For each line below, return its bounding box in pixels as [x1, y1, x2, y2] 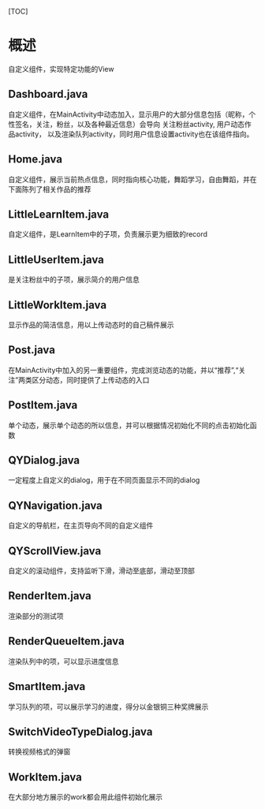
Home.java [8, 153, 63, 166]
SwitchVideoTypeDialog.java [8, 725, 153, 738]
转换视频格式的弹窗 [8, 747, 71, 756]
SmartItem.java [8, 680, 86, 693]
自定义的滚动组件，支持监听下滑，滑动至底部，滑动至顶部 [8, 566, 195, 576]
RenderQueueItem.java [8, 635, 125, 648]
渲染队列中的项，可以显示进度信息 [8, 656, 119, 665]
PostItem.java [8, 398, 78, 412]
